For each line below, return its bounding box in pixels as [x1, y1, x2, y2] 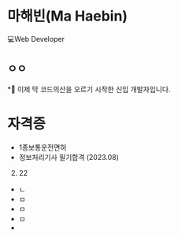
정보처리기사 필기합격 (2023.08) [18, 152, 120, 162]
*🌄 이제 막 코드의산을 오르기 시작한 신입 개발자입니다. [7, 84, 171, 94]
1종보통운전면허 [18, 143, 67, 152]
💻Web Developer [7, 34, 65, 43]
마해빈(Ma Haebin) [7, 7, 128, 25]
